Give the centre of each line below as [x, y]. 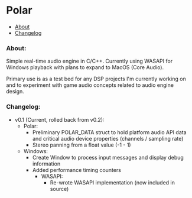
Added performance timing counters [77, 170]
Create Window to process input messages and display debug [108, 157]
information [46, 164]
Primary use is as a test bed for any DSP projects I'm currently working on [96, 79]
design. [15, 92]
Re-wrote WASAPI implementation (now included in [113, 182]
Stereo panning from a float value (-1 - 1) [82, 145]
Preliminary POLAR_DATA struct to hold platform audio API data [109, 132]
